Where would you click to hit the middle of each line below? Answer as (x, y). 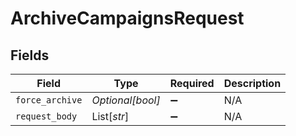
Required (192, 83)
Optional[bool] (126, 100)
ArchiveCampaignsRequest (127, 18)
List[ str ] (110, 116)
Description (252, 83)
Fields (30, 55)
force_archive (49, 100)
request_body (46, 116)
